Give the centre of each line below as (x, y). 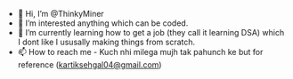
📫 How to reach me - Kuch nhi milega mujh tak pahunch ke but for (140, 52)
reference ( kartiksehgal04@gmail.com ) (90, 65)
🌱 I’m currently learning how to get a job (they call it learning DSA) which (151, 32)
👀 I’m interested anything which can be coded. (103, 23)
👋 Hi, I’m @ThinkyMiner (61, 14)
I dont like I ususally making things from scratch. (106, 42)
